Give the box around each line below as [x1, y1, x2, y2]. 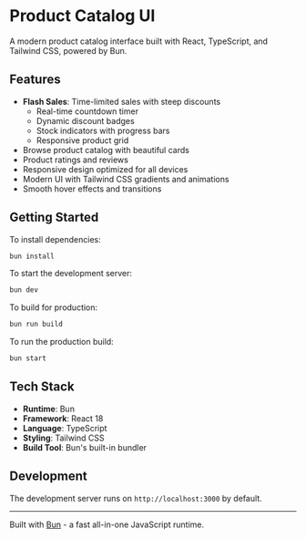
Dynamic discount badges [36, 115, 135, 126]
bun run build [9, 320, 64, 329]
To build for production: [9, 302, 98, 313]
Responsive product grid [36, 134, 129, 146]
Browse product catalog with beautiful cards [22, 144, 189, 155]
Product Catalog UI [9, 5, 156, 26]
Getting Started [9, 210, 99, 225]
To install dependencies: [9, 233, 102, 244]
